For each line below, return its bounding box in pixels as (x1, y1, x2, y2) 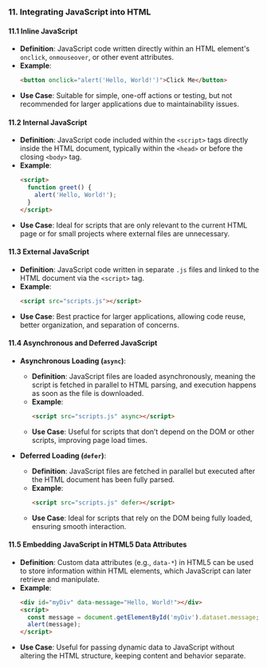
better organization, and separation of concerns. (19, 320, 179, 330)
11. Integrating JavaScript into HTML (8, 6, 151, 18)
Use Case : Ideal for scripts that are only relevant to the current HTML (19, 220, 248, 230)
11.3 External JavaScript (8, 247, 90, 257)
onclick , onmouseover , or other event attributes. (19, 53, 174, 62)
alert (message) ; (27, 621, 81, 629)
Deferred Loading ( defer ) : (19, 450, 107, 460)
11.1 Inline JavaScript (8, 26, 78, 36)
